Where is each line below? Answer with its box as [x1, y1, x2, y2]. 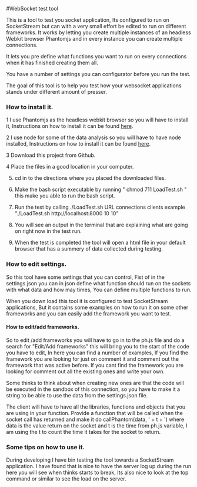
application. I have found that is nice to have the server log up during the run [6, 463, 192, 470]
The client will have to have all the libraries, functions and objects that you [6, 403, 186, 410]
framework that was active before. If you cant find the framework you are [6, 361, 184, 368]
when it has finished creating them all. [6, 59, 98, 66]
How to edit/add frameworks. [6, 324, 79, 331]
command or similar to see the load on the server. [6, 475, 126, 482]
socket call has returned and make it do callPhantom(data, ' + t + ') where [6, 416, 185, 423]
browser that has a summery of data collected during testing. [14, 245, 163, 252]
